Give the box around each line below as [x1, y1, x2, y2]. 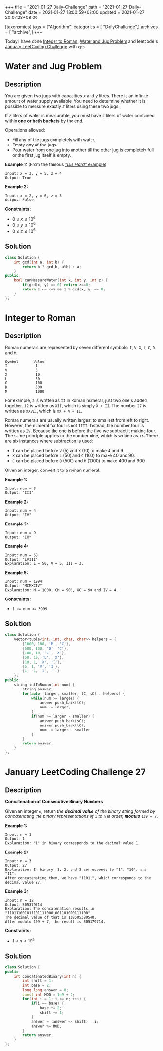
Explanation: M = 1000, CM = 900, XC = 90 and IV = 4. [5, 587, 119, 593]
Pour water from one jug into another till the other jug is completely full [12, 147, 154, 153]
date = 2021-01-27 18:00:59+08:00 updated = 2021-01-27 [28, 9, 145, 15]
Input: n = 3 [5, 858, 32, 863]
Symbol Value [5, 359, 45, 364]
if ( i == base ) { [31, 1001, 64, 1006]
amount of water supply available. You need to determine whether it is [5, 98, 145, 104]
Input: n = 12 [5, 898, 34, 903]
